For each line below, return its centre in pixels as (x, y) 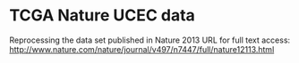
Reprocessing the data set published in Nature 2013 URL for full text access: (150, 40)
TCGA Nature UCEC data (102, 16)
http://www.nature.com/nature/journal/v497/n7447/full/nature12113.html (142, 49)
